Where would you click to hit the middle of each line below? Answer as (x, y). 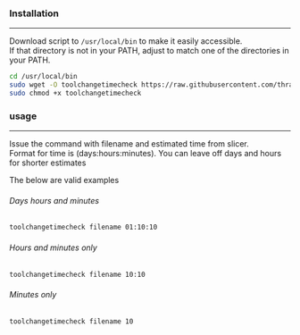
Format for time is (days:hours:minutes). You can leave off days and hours (146, 154)
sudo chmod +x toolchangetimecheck (75, 93)
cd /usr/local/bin (43, 77)
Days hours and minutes (54, 200)
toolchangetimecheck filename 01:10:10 (83, 227)
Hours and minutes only (54, 247)
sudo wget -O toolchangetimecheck (74, 85)
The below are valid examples (64, 180)
